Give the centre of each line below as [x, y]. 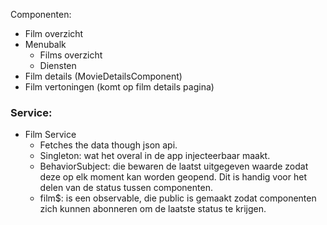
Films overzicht [71, 55]
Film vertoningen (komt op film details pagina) [119, 87]
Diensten [58, 65]
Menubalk [45, 44]
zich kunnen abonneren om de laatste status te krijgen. [153, 209]
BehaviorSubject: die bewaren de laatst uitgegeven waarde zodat [174, 166]
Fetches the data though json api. [108, 145]
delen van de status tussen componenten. [126, 188]
